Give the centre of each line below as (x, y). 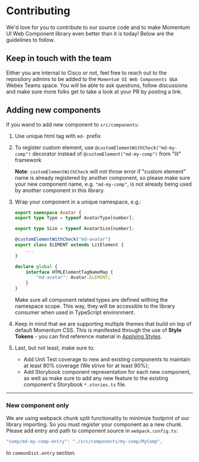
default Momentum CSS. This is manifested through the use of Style (98, 330)
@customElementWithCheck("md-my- (136, 148)
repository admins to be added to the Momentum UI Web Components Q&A (92, 79)
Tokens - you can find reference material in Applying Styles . (88, 337)
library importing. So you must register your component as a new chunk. (94, 425)
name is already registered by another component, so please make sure (102, 177)
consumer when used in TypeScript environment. (75, 312)
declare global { (36, 266)
